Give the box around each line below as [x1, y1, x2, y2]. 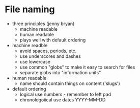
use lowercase [19, 58, 50, 64]
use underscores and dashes [19, 53, 81, 59]
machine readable [19, 26, 58, 32]
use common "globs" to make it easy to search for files [19, 64, 135, 70]
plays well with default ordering [19, 37, 86, 43]
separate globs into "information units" [19, 69, 101, 75]
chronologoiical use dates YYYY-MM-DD [19, 96, 106, 103]
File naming [5, 4, 55, 15]
